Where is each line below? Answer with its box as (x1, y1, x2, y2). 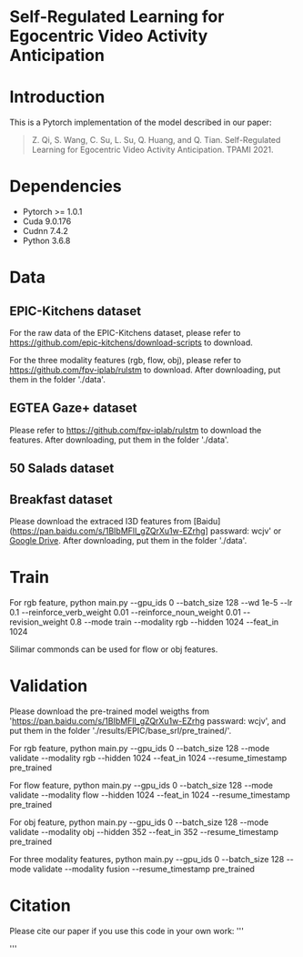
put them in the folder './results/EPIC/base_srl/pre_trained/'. (9, 725, 232, 736)
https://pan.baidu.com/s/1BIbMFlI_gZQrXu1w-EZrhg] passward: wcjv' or (12, 525, 282, 536)
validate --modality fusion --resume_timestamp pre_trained (33, 863, 255, 874)
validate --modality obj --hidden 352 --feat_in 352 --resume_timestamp (9, 826, 279, 837)
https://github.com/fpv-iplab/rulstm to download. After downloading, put (9, 364, 281, 375)
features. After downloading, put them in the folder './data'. (9, 434, 229, 445)
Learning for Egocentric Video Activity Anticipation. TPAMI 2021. (31, 144, 275, 156)
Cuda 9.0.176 (22, 216, 72, 227)
